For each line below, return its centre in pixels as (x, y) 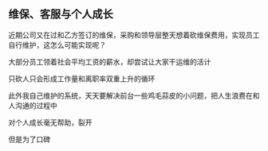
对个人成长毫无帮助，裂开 (50, 122)
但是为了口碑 (29, 139)
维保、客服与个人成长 (61, 14)
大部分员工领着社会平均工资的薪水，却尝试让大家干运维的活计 (110, 61)
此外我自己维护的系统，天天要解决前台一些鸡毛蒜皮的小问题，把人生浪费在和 (134, 95)
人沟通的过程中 (33, 105)
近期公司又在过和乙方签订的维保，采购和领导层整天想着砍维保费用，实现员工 (134, 35)
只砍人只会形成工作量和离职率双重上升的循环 (82, 79)
